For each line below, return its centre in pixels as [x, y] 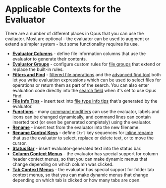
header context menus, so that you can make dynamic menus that [80, 159]
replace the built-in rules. [38, 69]
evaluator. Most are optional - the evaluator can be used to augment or [77, 39]
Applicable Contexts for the [63, 9]
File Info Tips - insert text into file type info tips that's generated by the [85, 101]
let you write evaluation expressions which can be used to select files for [86, 80]
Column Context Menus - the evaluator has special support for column [85, 154]
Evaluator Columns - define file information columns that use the [79, 54]
